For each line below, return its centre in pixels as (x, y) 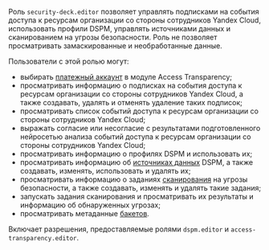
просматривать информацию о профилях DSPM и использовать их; (136, 154)
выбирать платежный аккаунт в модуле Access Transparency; (126, 77)
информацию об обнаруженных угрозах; (90, 205)
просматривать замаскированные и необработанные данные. (115, 46)
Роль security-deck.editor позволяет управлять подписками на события (134, 12)
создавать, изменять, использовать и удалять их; (105, 171)
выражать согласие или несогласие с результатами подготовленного (140, 128)
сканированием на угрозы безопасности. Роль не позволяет (113, 37)
